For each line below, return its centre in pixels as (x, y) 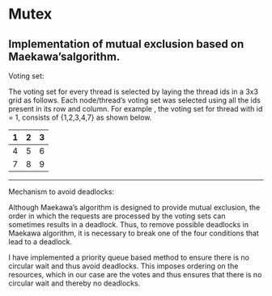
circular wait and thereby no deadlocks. (74, 283)
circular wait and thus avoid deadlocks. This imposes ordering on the (123, 266)
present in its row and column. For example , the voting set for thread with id (136, 109)
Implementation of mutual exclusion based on (126, 44)
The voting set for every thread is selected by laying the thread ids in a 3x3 (134, 91)
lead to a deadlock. (40, 242)
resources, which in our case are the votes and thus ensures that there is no (135, 275)
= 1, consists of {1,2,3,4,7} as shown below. (80, 117)
